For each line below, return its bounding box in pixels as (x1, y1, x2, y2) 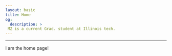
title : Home (5, 12, 31, 17)
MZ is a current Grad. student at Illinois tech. (7, 26, 116, 32)
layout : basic (5, 7, 36, 13)
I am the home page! (5, 45, 49, 51)
